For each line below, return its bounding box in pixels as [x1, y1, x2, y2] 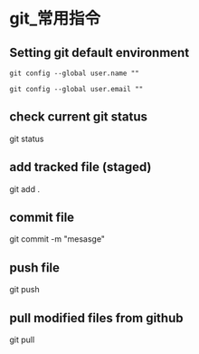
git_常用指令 [9, 8, 101, 29]
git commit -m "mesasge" [9, 234, 106, 244]
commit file [9, 210, 75, 225]
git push [9, 284, 41, 295]
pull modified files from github [9, 310, 184, 326]
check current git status [9, 110, 147, 125]
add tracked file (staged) [9, 159, 152, 175]
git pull [9, 334, 35, 345]
